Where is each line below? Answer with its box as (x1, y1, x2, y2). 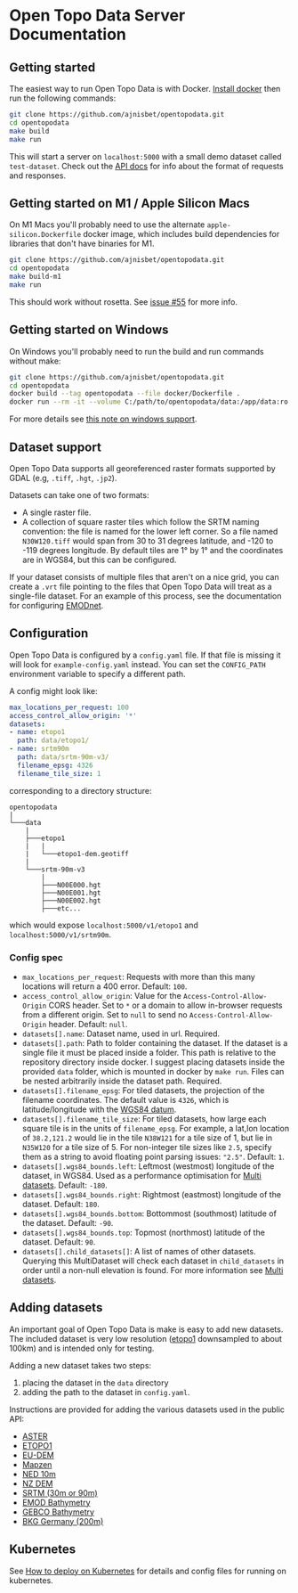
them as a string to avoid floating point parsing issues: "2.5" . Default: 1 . (21, 1151, 285, 1162)
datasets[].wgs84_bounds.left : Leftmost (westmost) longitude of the (21, 1160, 275, 1172)
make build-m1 (9, 273, 62, 282)
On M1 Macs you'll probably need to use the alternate (9, 219, 205, 230)
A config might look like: (9, 685, 98, 696)
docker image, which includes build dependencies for (83, 229, 280, 240)
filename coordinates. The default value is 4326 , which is (21, 1094, 230, 1105)
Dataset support (9, 439, 102, 454)
